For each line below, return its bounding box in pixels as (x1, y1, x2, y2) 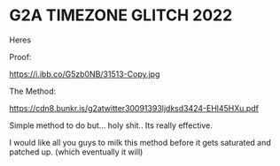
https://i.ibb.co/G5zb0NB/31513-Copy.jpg (9, 68, 160, 79)
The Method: (9, 86, 57, 96)
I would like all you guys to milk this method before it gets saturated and (9, 137, 272, 147)
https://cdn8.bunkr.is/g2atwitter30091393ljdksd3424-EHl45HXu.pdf (9, 102, 260, 113)
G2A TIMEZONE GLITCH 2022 (9, 5, 233, 26)
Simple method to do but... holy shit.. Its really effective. (9, 120, 213, 131)
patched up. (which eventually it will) (9, 147, 144, 157)
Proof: (9, 51, 32, 62)
